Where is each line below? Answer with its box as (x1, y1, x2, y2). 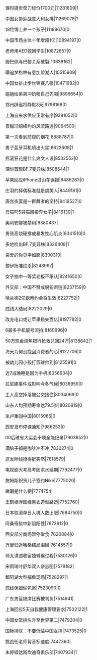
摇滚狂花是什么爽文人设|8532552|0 (5, 155, 78, 161)
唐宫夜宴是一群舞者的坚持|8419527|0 (5, 198, 82, 204)
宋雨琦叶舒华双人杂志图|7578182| (5, 563, 74, 569)
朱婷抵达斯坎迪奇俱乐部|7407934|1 (5, 649, 77, 655)
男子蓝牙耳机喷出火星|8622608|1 (5, 145, 73, 151)
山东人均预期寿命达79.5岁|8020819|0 (5, 402, 82, 408)
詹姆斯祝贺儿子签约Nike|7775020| (5, 478, 76, 483)
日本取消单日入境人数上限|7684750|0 (5, 510, 83, 515)
